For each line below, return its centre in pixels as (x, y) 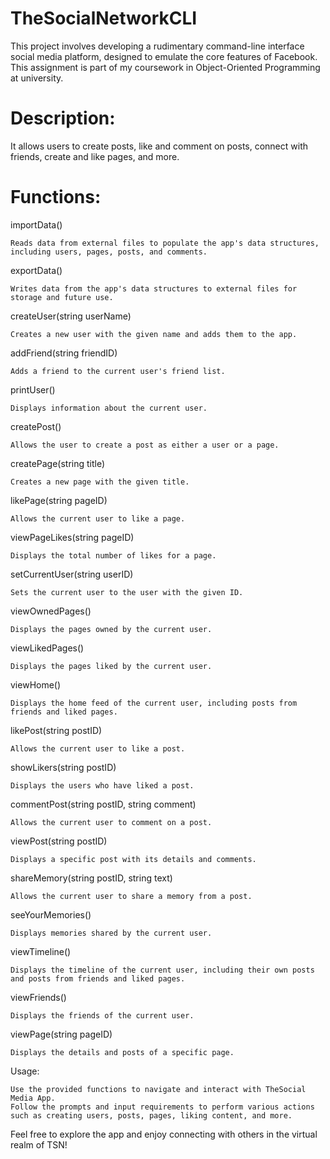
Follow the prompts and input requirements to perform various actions (162, 1107)
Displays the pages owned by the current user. (111, 629)
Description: (63, 118)
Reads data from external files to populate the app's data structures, (165, 243)
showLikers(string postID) (63, 767)
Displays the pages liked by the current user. (111, 666)
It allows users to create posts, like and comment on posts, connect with (159, 146)
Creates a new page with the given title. (100, 482)
